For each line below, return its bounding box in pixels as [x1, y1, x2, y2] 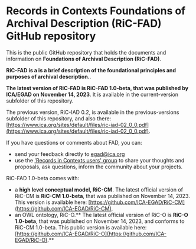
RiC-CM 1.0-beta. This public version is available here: [14, 224, 147, 231]
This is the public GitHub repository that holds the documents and [6, 49, 166, 56]
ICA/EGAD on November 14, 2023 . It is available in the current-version [6, 91, 179, 98]
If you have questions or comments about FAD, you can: [6, 139, 143, 146]
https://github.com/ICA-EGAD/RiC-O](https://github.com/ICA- [17, 230, 167, 237]
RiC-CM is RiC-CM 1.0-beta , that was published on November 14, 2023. [14, 192, 190, 199]
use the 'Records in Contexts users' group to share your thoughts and [14, 157, 185, 164]
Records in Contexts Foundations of [6, 4, 186, 18]
